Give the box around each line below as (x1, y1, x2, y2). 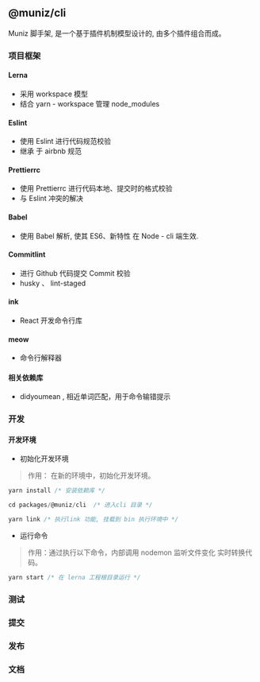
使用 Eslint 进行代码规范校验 (19, 137, 112, 146)
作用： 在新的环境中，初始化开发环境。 (27, 471, 155, 480)
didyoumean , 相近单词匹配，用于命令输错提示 (19, 392, 171, 401)
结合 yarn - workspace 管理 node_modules (19, 99, 160, 108)
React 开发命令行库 (19, 316, 83, 325)
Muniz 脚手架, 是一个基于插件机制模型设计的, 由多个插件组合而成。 (8, 28, 226, 38)
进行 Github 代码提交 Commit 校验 (19, 268, 131, 277)
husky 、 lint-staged (19, 278, 86, 288)
